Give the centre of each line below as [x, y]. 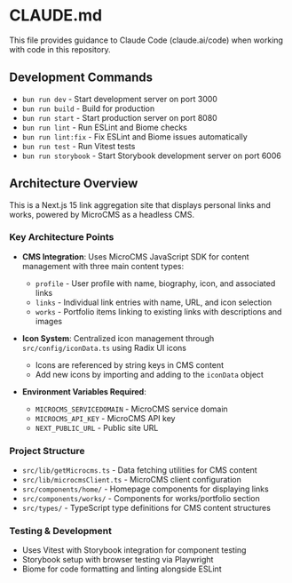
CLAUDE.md [56, 16]
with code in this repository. [60, 49]
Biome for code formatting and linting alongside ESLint [122, 569]
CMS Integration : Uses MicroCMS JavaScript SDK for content [136, 256]
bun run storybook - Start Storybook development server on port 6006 [151, 156]
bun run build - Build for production [88, 108]
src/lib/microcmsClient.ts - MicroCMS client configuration [131, 480]
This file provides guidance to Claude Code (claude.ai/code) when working [146, 40]
